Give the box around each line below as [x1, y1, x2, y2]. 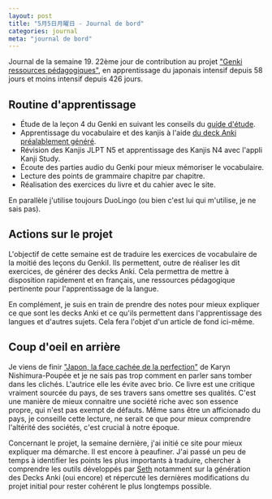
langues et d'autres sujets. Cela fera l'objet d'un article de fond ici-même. [8, 316, 255, 326]
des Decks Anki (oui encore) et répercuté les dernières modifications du [8, 472, 250, 482]
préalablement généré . [19, 137, 97, 146]
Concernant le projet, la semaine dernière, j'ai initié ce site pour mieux [8, 438, 243, 448]
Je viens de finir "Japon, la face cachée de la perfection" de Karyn [8, 362, 231, 371]
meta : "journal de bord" [8, 34, 93, 43]
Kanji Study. [19, 154, 61, 163]
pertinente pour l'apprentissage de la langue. [8, 284, 159, 293]
